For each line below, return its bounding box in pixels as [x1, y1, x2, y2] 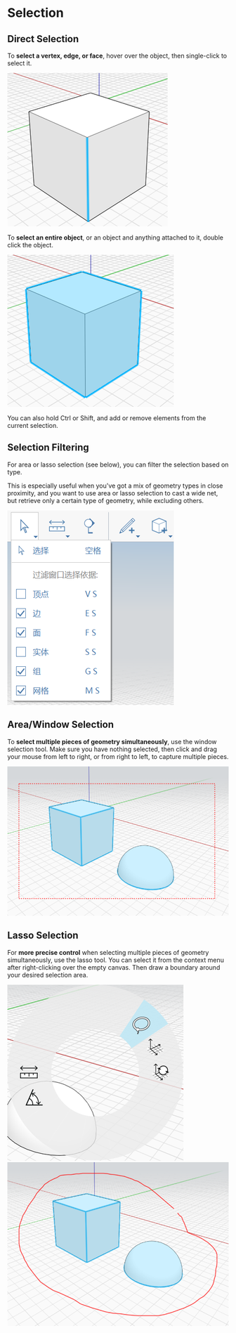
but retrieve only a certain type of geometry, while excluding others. [7, 496, 204, 505]
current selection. [7, 422, 58, 429]
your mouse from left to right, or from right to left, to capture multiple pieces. [7, 752, 229, 760]
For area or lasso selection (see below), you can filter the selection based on [7, 460, 229, 469]
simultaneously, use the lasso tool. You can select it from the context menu [7, 956, 225, 964]
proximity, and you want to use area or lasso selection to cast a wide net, [7, 488, 218, 497]
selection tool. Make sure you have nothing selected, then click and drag [7, 745, 218, 753]
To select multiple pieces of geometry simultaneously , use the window [7, 737, 217, 746]
